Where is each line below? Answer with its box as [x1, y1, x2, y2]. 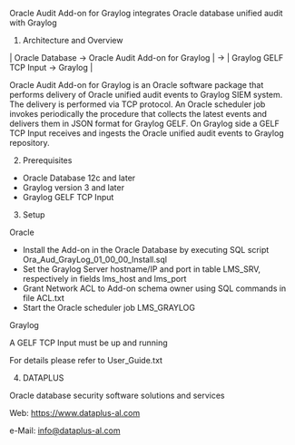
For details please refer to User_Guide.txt [9, 355, 163, 365]
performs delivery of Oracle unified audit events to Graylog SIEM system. [9, 90, 283, 100]
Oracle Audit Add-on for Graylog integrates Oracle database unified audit [9, 8, 283, 18]
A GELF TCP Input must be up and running [9, 337, 168, 348]
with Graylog [9, 17, 57, 28]
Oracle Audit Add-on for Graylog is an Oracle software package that [9, 80, 264, 90]
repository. [9, 138, 50, 148]
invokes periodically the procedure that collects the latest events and [9, 109, 268, 119]
